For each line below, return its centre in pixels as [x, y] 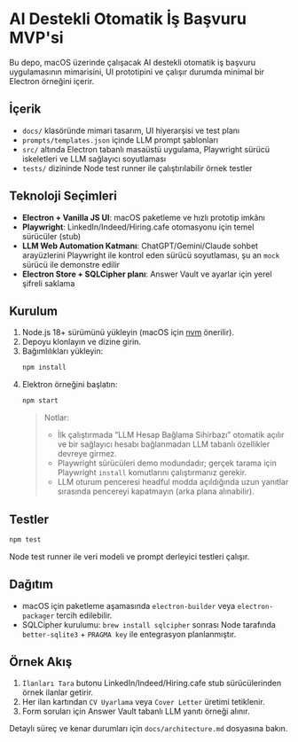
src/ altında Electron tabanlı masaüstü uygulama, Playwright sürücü [146, 149]
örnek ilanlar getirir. [58, 692]
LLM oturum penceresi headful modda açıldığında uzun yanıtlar [173, 482]
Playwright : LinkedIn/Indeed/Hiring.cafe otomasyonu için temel [138, 227]
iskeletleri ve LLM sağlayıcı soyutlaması [94, 159]
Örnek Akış [41, 662]
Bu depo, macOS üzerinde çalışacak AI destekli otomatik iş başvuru [132, 62]
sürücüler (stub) [51, 236]
